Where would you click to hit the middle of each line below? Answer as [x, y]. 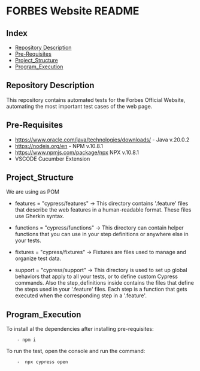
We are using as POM [33, 192]
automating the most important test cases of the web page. [79, 106]
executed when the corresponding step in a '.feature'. [81, 295]
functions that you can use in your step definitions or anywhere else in [101, 234]
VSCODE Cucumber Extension [52, 159]
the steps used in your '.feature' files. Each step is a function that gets [101, 289]
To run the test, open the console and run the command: [76, 351]
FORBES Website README [73, 11]
